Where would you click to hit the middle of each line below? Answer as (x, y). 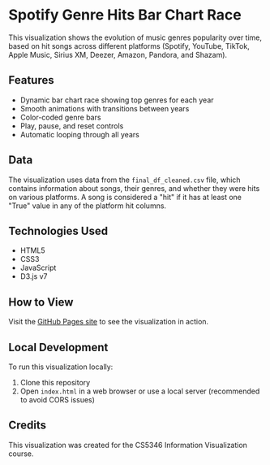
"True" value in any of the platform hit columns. (88, 206)
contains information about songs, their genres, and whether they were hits (134, 188)
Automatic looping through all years (79, 134)
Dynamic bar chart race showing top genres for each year (117, 100)
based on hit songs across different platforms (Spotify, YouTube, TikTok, (129, 46)
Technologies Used (58, 230)
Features (31, 80)
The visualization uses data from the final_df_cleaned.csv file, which (124, 180)
